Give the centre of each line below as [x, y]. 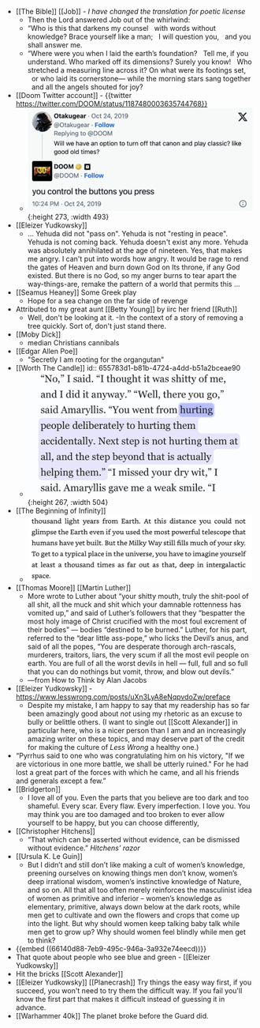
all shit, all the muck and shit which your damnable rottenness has [134, 604]
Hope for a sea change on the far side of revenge [108, 301]
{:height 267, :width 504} [68, 502]
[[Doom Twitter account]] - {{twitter [74, 95]
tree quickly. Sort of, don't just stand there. [97, 326]
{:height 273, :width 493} [68, 217]
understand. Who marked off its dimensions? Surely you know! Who [139, 62]
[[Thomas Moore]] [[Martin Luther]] [73, 588]
